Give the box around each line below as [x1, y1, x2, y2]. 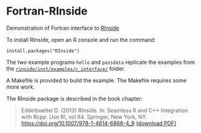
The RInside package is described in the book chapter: [6, 95, 143, 102]
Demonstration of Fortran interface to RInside [6, 24, 119, 32]
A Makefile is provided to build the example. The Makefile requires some [6, 77, 186, 84]
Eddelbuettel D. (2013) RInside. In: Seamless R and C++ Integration [21, 106, 188, 114]
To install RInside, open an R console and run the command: [6, 36, 156, 43]
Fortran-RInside [6, 4, 88, 18]
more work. [6, 83, 35, 90]
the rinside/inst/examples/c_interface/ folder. [6, 65, 126, 72]
